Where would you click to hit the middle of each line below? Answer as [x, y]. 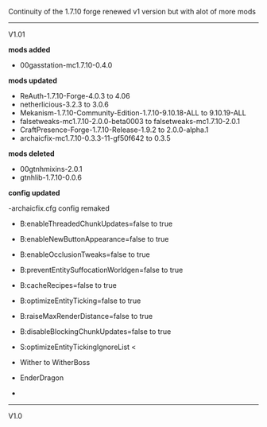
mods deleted [31, 153]
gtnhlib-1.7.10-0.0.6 [50, 177]
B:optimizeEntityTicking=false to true [80, 301]
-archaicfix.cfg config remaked [59, 208]
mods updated [33, 80]
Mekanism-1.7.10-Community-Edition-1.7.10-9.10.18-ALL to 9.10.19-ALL [133, 113]
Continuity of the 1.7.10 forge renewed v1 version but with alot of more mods [132, 12]
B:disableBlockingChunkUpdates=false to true [95, 332]
